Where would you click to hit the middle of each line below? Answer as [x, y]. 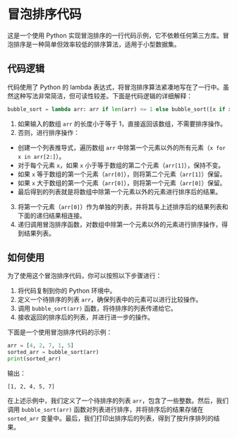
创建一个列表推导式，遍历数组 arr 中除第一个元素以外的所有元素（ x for [121, 147]
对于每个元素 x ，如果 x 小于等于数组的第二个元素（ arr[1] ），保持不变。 [121, 165]
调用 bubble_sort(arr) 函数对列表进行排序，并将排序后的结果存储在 [105, 410]
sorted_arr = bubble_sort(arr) [53, 353]
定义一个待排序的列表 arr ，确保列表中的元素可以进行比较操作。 [110, 300]
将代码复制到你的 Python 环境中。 [67, 291]
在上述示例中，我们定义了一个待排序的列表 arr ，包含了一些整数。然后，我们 [118, 401]
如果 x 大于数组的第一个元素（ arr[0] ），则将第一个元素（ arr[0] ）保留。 [122, 183]
